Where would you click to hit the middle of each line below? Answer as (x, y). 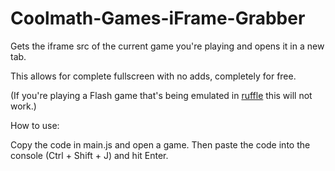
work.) (23, 106)
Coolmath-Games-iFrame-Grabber (158, 18)
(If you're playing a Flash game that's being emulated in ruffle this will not (161, 95)
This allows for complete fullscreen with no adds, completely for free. (153, 76)
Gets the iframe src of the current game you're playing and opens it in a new (167, 46)
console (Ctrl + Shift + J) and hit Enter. (89, 155)
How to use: (35, 125)
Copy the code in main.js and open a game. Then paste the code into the (160, 144)
